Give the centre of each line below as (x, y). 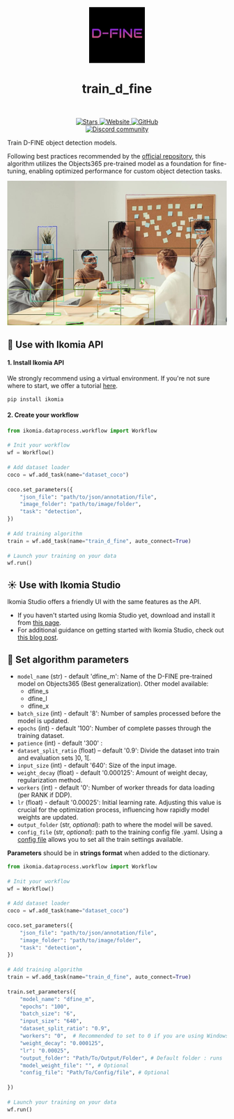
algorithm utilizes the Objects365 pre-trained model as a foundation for (109, 163)
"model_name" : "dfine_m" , (57, 999)
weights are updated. (48, 817)
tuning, (17, 171)
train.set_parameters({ (42, 992)
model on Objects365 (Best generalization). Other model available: (113, 683)
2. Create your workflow (43, 415)
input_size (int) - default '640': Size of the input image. (97, 765)
